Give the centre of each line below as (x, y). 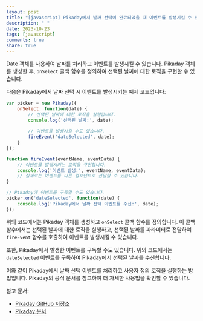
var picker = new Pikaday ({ (42, 103)
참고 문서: (18, 291)
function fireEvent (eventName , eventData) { (63, 159)
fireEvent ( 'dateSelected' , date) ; (71, 137)
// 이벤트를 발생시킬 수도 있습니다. (66, 131)
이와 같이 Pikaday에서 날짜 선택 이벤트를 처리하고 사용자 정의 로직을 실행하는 (97, 270)
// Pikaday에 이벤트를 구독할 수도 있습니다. (56, 193)
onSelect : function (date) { (52, 109)
